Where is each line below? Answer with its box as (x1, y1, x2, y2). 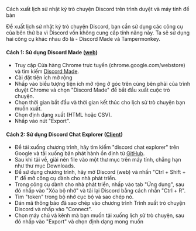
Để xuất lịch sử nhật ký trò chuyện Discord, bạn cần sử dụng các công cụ (6, 23, 183, 30)
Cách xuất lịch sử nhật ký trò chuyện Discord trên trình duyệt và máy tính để (6, 6, 190, 12)
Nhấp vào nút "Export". (14, 117, 71, 125)
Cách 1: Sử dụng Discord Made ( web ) (6, 48, 98, 55)
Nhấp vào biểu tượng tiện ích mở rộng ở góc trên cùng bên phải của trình (14, 80, 191, 87)
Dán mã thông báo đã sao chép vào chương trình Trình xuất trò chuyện (14, 199, 185, 206)
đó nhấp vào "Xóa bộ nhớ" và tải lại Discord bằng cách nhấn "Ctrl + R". (14, 187, 186, 194)
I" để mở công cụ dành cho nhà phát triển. (14, 175, 117, 182)
